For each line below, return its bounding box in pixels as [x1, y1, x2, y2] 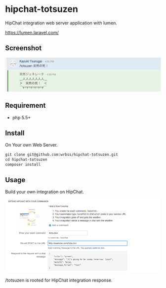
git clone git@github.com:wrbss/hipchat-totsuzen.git [5, 152, 119, 157]
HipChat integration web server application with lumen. [5, 20, 118, 26]
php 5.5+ [12, 114, 31, 120]
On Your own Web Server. [5, 142, 58, 148]
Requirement [5, 101, 46, 110]
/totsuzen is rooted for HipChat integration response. [5, 277, 113, 284]
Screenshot [5, 44, 42, 53]
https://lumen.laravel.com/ [5, 29, 59, 35]
